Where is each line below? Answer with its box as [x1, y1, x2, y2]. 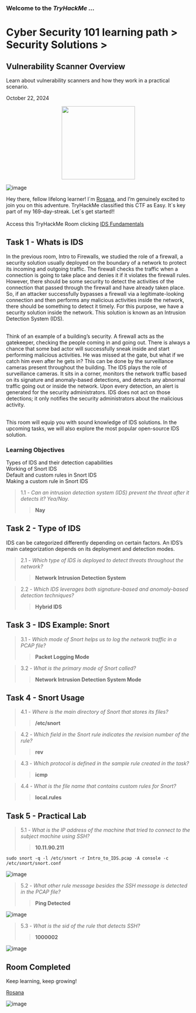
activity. [6, 401, 25, 408]
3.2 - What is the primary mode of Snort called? [20, 665, 136, 672]
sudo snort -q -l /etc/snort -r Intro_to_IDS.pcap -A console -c [6, 855, 169, 861]
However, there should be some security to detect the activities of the [6, 278, 174, 285]
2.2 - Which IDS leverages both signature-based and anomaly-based [20, 586, 188, 593]
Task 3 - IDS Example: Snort [6, 620, 110, 630]
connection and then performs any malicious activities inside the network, [6, 296, 184, 303]
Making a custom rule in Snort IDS [6, 478, 89, 485]
